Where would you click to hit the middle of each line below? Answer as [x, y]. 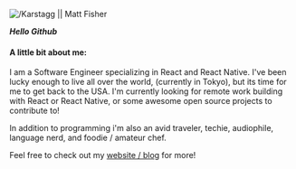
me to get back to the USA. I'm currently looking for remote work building [146, 91]
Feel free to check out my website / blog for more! [103, 155]
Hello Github [33, 31]
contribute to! [35, 111]
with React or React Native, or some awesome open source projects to [141, 101]
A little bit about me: [48, 52]
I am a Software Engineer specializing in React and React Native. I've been [148, 72]
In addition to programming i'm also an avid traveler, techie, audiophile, [142, 128]
